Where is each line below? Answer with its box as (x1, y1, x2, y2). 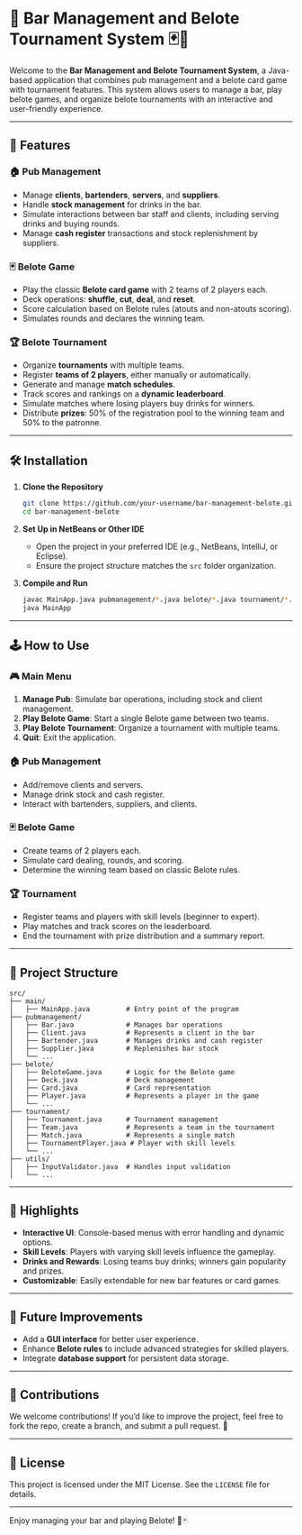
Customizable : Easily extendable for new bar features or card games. (22, 1275, 281, 1285)
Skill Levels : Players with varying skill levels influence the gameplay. (22, 1246, 276, 1256)
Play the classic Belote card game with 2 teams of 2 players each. (22, 284, 268, 295)
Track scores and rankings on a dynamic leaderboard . (22, 388, 226, 399)
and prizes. (22, 1265, 65, 1276)
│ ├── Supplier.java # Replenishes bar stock (9, 1044, 219, 1053)
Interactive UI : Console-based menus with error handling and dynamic (22, 1227, 285, 1238)
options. (22, 1237, 53, 1247)
